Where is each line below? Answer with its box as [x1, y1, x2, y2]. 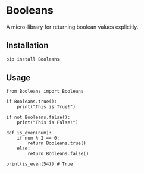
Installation [6, 40, 49, 51]
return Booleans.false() [27, 151, 89, 157]
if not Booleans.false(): [6, 114, 70, 121]
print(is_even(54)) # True [6, 161, 73, 167]
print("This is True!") [17, 104, 76, 110]
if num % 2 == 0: [17, 135, 60, 141]
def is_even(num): [6, 130, 52, 136]
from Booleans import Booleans [6, 89, 84, 95]
